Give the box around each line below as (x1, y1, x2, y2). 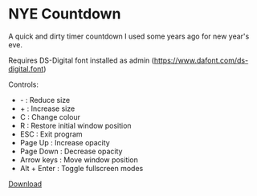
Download (8, 178, 43, 189)
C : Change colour (19, 112, 80, 121)
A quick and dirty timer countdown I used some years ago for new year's (8, 31, 250, 41)
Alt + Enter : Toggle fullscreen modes (19, 163, 144, 173)
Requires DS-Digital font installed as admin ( (8, 55, 155, 65)
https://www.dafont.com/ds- (153, 55, 249, 65)
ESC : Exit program (19, 129, 83, 139)
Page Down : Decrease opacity (19, 146, 123, 156)
